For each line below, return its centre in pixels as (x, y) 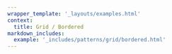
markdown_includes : (36, 33)
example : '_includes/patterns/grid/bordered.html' (90, 40)
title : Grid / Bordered (48, 27)
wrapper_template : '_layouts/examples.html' (74, 14)
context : (20, 20)
